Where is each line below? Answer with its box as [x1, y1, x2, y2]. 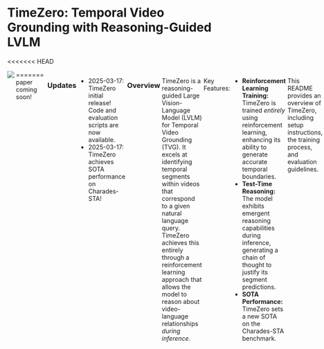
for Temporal [161, 120, 199, 129]
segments [161, 172, 190, 181]
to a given [161, 202, 190, 210]
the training [287, 135, 321, 143]
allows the [161, 283, 191, 291]
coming [16, 85, 37, 93]
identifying [161, 157, 192, 165]
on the [242, 319, 261, 328]
